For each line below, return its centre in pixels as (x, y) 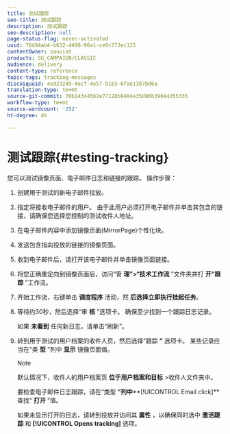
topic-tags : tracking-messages (52, 77)
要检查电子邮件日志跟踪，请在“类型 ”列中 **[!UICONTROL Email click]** (118, 391)
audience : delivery (35, 64)
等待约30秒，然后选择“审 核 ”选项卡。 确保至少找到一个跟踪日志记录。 (116, 311)
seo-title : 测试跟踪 (34, 20)
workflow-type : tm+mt (38, 103)
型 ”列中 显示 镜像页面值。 (76, 349)
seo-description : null (39, 33)
